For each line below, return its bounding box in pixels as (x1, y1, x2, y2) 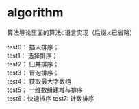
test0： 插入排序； (7, 43, 60, 51)
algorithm (7, 5, 64, 21)
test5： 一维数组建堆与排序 (7, 86, 84, 94)
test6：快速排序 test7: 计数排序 (7, 94, 94, 102)
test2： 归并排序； (7, 60, 60, 68)
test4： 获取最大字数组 (7, 77, 72, 85)
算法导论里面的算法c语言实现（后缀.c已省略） (7, 28, 136, 36)
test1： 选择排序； (7, 51, 58, 60)
